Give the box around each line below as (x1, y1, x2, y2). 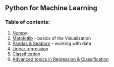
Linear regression (12, 45, 49, 51)
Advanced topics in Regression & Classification (12, 56, 109, 62)
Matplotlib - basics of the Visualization (12, 35, 91, 41)
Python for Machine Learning (5, 4, 98, 12)
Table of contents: (5, 19, 51, 26)
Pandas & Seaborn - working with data (12, 40, 92, 46)
